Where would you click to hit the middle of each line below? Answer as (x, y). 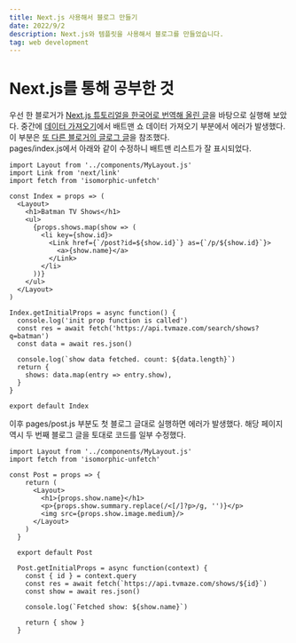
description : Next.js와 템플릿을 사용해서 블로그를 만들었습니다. (117, 34)
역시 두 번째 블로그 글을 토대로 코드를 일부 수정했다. (97, 435)
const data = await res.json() (75, 344)
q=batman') (29, 337)
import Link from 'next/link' (65, 173)
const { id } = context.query (81, 576)
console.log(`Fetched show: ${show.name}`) (107, 607)
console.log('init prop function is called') (103, 321)
